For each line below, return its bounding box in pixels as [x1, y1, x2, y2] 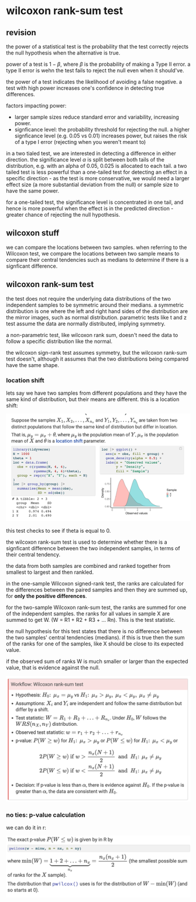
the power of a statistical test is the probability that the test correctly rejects [6, 43, 189, 50]
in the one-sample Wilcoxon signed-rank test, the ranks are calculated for [6, 580, 184, 587]
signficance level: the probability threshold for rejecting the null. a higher [14, 126, 190, 133]
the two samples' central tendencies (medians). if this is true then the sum [6, 634, 185, 641]
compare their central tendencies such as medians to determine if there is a [6, 256, 189, 263]
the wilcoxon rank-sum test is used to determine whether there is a [6, 538, 168, 546]
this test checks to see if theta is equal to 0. [6, 527, 111, 534]
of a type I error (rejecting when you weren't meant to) [14, 139, 146, 145]
